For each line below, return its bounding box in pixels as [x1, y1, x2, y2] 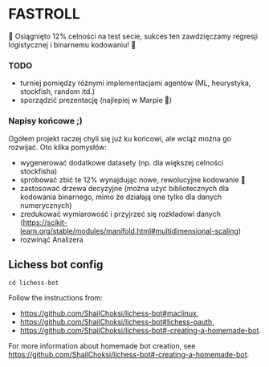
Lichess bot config [8, 258, 104, 271]
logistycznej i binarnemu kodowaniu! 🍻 [8, 39, 137, 49]
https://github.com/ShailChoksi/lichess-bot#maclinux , [19, 308, 199, 318]
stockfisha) [19, 166, 58, 176]
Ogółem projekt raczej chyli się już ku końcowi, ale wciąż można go [8, 133, 231, 143]
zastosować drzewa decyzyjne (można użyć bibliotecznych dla [19, 183, 230, 193]
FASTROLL [8, 5, 80, 23]
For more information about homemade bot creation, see [8, 341, 196, 351]
